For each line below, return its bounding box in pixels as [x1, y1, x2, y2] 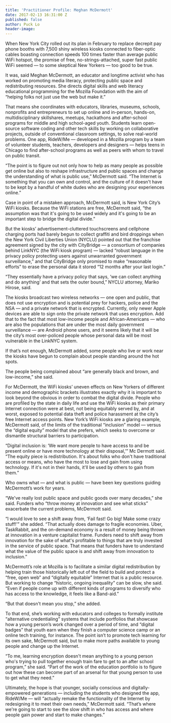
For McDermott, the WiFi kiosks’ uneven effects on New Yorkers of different [5, 384, 165, 390]
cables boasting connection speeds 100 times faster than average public [5, 52, 158, 58]
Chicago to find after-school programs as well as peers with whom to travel [5, 147, 164, 153]
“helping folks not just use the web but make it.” [5, 94, 106, 100]
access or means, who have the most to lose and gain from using [5, 459, 143, 465]
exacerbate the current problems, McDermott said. [5, 506, 112, 512]
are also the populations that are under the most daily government [5, 321, 144, 328]
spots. [5, 359, 19, 365]
